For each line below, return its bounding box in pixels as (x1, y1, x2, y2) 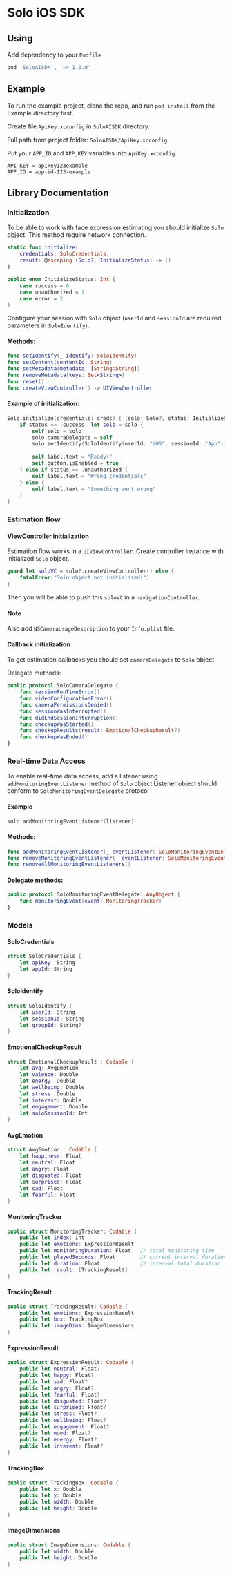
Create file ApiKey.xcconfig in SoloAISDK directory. (7, 122, 151, 131)
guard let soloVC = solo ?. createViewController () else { (7, 568, 175, 575)
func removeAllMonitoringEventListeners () (7, 861, 131, 868)
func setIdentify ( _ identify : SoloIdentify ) (7, 352, 137, 360)
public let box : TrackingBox (19, 1316, 104, 1323)
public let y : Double (19, 1492, 81, 1499)
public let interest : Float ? (19, 1442, 104, 1450)
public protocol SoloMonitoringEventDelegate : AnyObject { (7, 891, 181, 899)
